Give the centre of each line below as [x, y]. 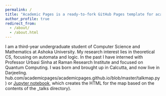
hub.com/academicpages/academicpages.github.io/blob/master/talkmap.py [83, 78]
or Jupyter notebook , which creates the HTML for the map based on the [81, 83]
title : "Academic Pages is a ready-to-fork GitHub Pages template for [79, 14]
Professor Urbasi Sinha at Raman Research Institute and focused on [74, 62]
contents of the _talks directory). [38, 88]
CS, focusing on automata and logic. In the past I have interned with [74, 57]
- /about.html [24, 32]
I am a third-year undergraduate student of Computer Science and [73, 47]
